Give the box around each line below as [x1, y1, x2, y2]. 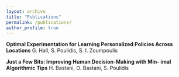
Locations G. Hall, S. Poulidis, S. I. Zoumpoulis [6, 47, 118, 54]
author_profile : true [6, 24, 59, 31]
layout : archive [6, 8, 46, 15]
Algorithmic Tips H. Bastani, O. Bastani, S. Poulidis [6, 65, 129, 72]
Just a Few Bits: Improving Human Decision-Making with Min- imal [6, 58, 171, 65]
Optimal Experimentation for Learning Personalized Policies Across [6, 41, 173, 48]
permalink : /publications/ [6, 19, 72, 25]
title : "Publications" [6, 14, 61, 20]
